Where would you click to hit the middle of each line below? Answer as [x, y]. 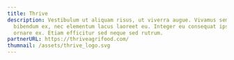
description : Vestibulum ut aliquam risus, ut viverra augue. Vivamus [112, 20]
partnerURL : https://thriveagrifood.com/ [68, 39]
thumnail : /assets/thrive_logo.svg [59, 46]
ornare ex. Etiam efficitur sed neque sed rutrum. [88, 33]
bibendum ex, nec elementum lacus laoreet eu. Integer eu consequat [115, 26]
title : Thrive [28, 13]
